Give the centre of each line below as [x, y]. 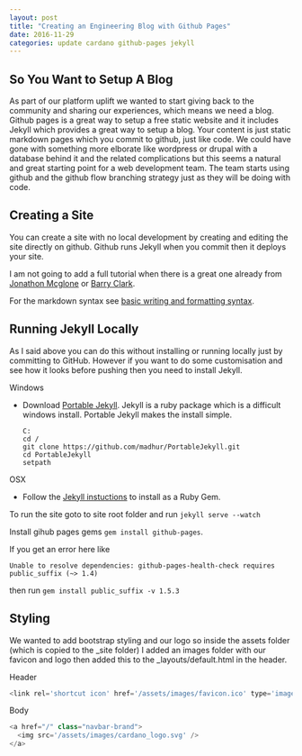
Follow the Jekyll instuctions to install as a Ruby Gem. [121, 496]
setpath [36, 462]
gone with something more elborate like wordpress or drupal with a [133, 149]
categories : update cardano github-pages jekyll [102, 43]
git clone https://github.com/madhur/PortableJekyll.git [131, 447]
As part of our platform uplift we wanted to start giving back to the [132, 101]
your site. [27, 256]
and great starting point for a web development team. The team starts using [150, 169]
